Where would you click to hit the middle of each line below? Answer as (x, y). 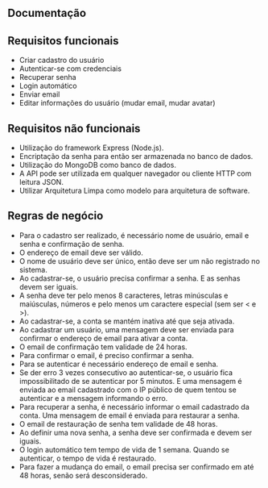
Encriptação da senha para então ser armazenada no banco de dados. (136, 156)
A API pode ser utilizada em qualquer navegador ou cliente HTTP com (135, 173)
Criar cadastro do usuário (62, 60)
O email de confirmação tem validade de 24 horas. (103, 347)
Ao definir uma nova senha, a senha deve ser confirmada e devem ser (136, 432)
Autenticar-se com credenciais (70, 69)
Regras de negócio (56, 216)
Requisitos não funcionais (74, 128)
